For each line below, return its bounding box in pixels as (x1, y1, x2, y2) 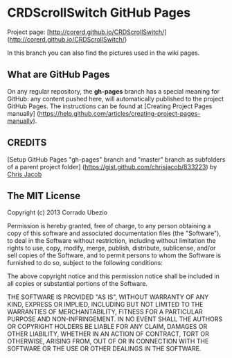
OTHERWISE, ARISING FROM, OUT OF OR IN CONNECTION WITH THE (7, 337, 209, 346)
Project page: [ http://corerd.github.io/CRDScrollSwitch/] (7, 28, 167, 36)
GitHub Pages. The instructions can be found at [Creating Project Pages (7, 102, 213, 110)
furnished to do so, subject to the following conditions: (7, 259, 163, 267)
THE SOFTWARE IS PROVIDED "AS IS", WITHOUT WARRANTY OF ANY (7, 293, 209, 301)
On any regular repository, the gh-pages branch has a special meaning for (7, 87, 220, 95)
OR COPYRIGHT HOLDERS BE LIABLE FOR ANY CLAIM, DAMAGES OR (7, 323, 208, 331)
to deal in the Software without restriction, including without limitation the (7, 237, 216, 245)
